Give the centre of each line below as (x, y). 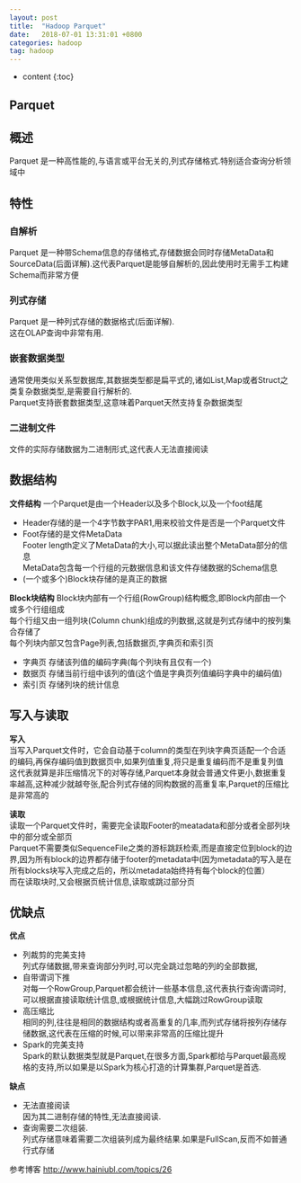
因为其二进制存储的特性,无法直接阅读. (92, 1116)
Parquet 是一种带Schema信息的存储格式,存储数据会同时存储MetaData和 (142, 253)
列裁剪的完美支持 (54, 955)
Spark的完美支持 (53, 1045)
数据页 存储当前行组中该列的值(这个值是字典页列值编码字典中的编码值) (152, 673)
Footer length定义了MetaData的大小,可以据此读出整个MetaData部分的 (151, 545)
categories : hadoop (46, 43)
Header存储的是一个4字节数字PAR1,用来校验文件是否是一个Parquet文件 (154, 522)
